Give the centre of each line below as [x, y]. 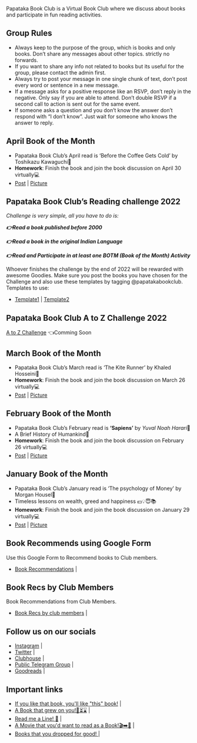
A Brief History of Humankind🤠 [52, 434]
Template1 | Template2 [42, 300]
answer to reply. [34, 123]
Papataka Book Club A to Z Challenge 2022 [87, 318]
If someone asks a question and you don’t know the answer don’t [94, 110]
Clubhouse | [29, 658]
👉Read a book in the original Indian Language [64, 242]
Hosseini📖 [27, 374]
